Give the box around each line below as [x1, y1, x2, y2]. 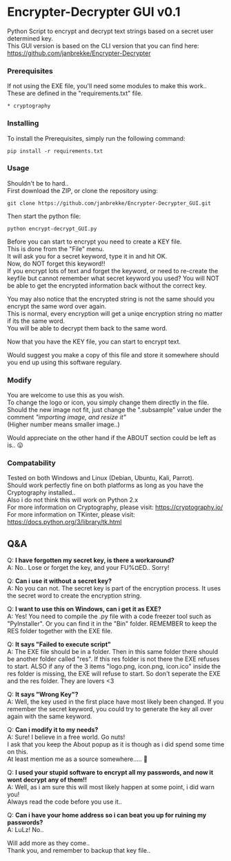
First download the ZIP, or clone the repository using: [7, 186, 159, 195]
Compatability [7, 458, 57, 468]
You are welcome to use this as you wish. [7, 391, 125, 399]
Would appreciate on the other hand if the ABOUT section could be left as [7, 434, 217, 442]
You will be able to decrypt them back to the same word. [7, 324, 168, 332]
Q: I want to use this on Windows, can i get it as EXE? [7, 605, 162, 613]
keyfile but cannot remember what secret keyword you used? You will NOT [7, 274, 219, 282]
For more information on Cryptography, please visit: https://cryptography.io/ [7, 503, 223, 511]
